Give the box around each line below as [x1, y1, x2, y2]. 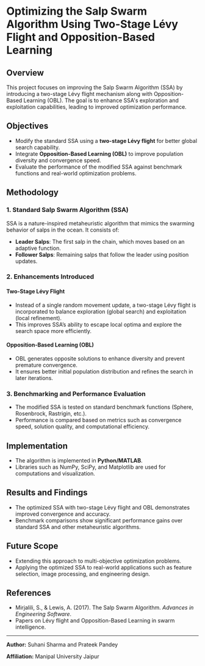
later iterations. [15, 374, 54, 381]
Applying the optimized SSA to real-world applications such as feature [15, 563, 192, 571]
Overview [6, 67, 45, 78]
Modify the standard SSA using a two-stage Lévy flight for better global [15, 137, 197, 144]
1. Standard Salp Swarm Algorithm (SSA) [6, 206, 129, 214]
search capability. [15, 144, 60, 151]
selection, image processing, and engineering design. [15, 570, 151, 577]
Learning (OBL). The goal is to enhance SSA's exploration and [23, 97, 179, 104]
